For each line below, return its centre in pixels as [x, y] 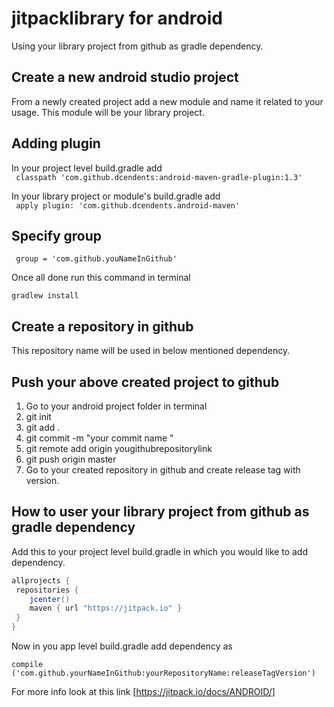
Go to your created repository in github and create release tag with [163, 470]
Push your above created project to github [145, 382]
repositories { [47, 590]
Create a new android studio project [125, 77]
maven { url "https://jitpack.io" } [106, 608]
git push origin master [71, 459]
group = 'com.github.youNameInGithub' [96, 259]
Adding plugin [56, 143]
